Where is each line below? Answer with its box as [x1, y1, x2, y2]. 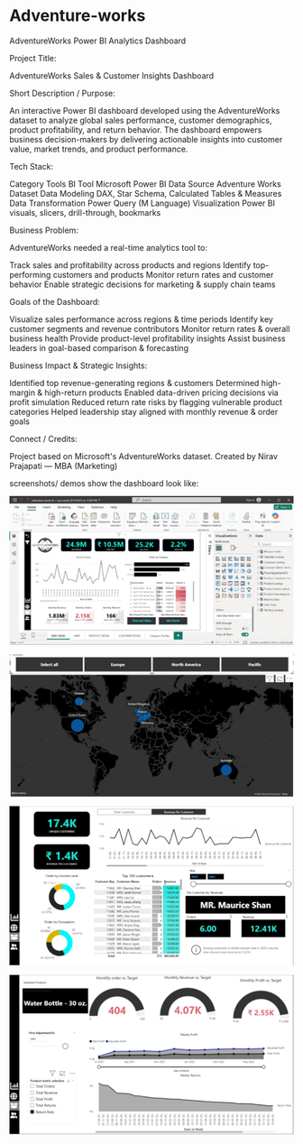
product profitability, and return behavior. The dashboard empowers [9, 124, 262, 135]
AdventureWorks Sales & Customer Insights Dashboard [9, 69, 215, 81]
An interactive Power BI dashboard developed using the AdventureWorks [9, 105, 280, 115]
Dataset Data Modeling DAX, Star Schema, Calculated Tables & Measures [9, 188, 282, 198]
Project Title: [9, 52, 57, 63]
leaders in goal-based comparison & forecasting [9, 342, 189, 353]
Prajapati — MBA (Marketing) [9, 460, 118, 471]
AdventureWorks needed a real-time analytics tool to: [9, 242, 207, 253]
